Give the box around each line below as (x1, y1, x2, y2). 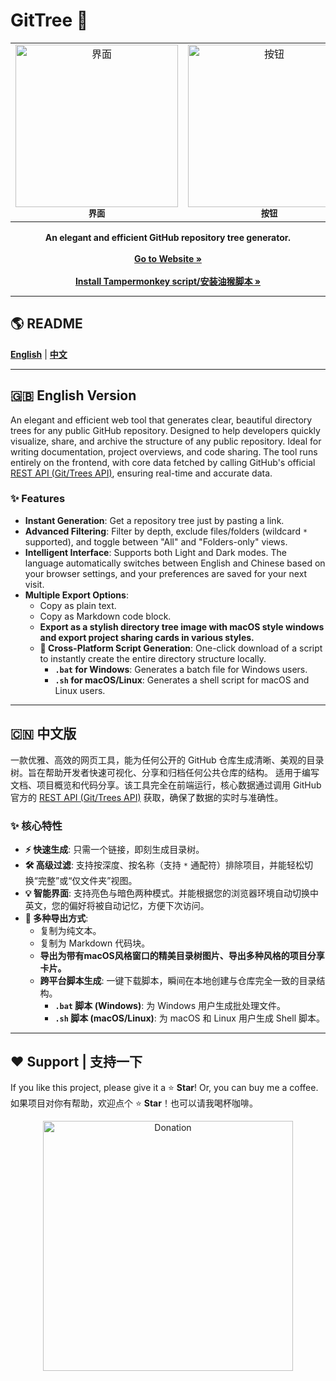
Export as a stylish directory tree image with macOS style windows (39, 620, 325, 633)
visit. (24, 578, 45, 590)
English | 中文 (10, 348, 68, 360)
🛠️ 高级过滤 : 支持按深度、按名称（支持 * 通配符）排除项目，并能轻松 (24, 859, 305, 871)
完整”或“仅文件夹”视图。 (37, 874, 138, 886)
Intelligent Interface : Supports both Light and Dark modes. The (24, 546, 287, 558)
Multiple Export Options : (24, 589, 129, 601)
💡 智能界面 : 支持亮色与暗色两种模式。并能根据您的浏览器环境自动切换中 (24, 887, 319, 899)
